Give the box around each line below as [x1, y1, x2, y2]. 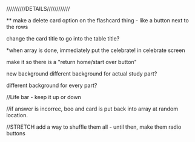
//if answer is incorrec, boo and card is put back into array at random [6, 105, 179, 112]
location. [6, 112, 28, 118]
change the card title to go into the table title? [6, 35, 120, 42]
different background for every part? [6, 82, 97, 89]
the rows [6, 24, 28, 30]
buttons [6, 130, 25, 137]
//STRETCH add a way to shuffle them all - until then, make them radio [6, 123, 182, 131]
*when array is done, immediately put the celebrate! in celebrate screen [6, 47, 185, 54]
